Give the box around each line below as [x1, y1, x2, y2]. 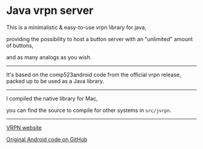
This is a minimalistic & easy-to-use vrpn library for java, [6, 24, 147, 31]
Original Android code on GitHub [6, 136, 88, 143]
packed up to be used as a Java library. [6, 77, 105, 85]
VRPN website [6, 124, 42, 131]
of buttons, [6, 42, 34, 49]
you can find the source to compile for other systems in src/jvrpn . [6, 107, 172, 114]
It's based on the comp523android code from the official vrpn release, [6, 71, 181, 78]
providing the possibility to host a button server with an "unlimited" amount [6, 35, 193, 42]
